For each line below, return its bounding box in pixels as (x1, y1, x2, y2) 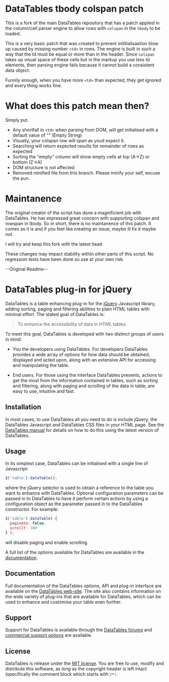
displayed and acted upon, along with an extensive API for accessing (12, 356, 156, 363)
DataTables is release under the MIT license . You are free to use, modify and (5, 660, 164, 666)
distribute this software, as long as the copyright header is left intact (5, 666, 147, 672)
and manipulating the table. (12, 362, 70, 368)
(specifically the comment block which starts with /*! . (5, 671, 118, 677)
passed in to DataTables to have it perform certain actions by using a (5, 496, 148, 502)
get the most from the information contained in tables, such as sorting (12, 377, 158, 383)
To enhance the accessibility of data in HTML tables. (17, 321, 127, 327)
